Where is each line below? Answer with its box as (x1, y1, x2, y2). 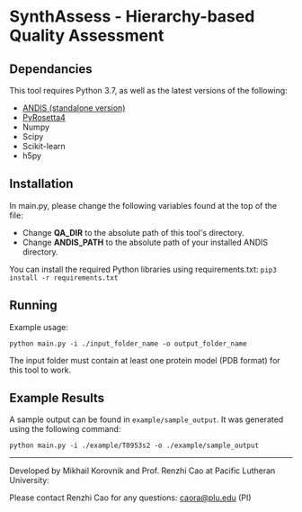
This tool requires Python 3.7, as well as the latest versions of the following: (9, 85, 288, 95)
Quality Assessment (9, 25, 164, 46)
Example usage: (9, 321, 69, 332)
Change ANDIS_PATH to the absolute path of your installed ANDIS (22, 237, 269, 247)
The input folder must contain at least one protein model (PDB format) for (9, 355, 280, 365)
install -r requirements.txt (9, 273, 119, 283)
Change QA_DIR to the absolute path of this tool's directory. (22, 227, 244, 238)
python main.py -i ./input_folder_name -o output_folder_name (9, 339, 247, 348)
